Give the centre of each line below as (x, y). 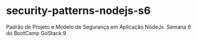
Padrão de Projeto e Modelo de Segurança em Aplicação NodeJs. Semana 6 (98, 27)
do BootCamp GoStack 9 (36, 33)
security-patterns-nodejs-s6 (79, 11)
